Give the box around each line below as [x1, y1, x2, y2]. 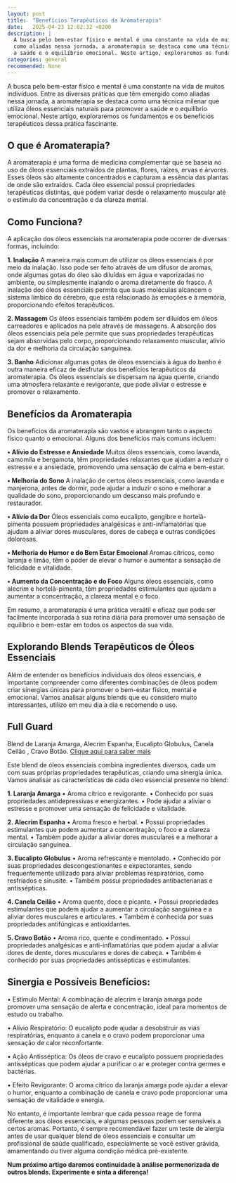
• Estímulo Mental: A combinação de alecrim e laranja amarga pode [7, 995, 202, 1003]
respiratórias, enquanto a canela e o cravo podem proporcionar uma [7, 1031, 205, 1040]
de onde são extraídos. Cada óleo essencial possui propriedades [7, 181, 195, 189]
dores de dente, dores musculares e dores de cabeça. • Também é [7, 948, 202, 957]
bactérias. [7, 1067, 37, 1075]
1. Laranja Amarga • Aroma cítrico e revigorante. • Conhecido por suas [7, 789, 214, 798]
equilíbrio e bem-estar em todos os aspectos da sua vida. [7, 620, 174, 629]
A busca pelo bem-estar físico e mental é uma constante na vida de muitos [7, 82, 225, 90]
